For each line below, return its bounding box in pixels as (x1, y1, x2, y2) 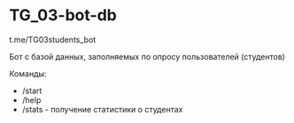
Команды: (9, 68, 47, 79)
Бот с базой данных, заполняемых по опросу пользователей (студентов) (9, 51, 286, 61)
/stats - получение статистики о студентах (21, 104, 183, 114)
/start (21, 85, 43, 96)
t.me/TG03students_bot (9, 34, 97, 45)
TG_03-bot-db (9, 5, 117, 25)
